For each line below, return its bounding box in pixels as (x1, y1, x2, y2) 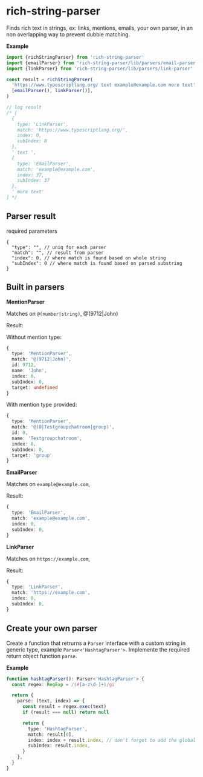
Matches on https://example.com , (6, 555, 91, 562)
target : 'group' (11, 452, 53, 458)
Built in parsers (6, 282, 65, 292)
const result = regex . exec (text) (22, 704, 107, 710)
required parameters (6, 227, 57, 235)
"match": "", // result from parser (11, 250, 104, 256)
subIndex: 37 (17, 178, 50, 184)
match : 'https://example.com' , (11, 590, 91, 596)
